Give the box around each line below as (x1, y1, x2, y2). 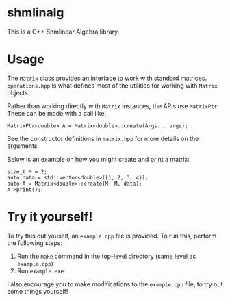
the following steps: (7, 238, 63, 247)
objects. (7, 88, 30, 97)
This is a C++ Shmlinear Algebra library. (7, 27, 120, 36)
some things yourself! (7, 287, 68, 295)
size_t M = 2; (7, 168, 48, 175)
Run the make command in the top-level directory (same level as (16, 252, 196, 260)
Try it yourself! (7, 209, 93, 225)
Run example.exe (16, 266, 64, 275)
